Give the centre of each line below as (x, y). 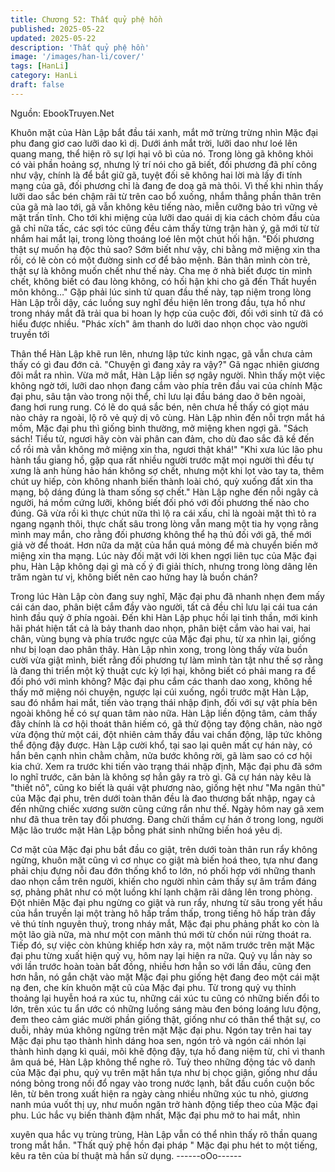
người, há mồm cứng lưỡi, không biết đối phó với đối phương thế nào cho (160, 502)
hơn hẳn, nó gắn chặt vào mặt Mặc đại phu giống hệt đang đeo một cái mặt (165, 977)
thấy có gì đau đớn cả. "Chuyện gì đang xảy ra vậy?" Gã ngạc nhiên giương (165, 364)
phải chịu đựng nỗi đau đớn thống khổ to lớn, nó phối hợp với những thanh (163, 870)
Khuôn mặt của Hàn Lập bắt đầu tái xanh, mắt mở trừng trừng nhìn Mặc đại (164, 132)
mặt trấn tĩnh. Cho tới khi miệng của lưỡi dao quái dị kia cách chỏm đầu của (165, 217)
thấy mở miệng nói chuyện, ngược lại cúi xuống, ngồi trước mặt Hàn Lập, (160, 692)
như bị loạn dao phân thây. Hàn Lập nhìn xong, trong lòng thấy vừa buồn (159, 649)
